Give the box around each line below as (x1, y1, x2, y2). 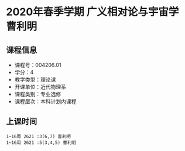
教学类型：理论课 (14, 76, 56, 83)
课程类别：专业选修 (14, 91, 61, 97)
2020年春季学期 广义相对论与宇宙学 (6, 5, 179, 19)
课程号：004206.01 (14, 62, 61, 68)
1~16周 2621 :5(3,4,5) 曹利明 (6, 139, 76, 146)
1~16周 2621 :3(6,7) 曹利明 (6, 134, 71, 139)
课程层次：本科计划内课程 (14, 98, 77, 105)
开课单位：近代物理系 (14, 83, 66, 90)
